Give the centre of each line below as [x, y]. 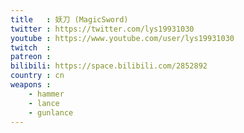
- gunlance [51, 112]
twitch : [31, 47]
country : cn [37, 76]
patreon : [31, 57]
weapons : [31, 85]
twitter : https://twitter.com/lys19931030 [102, 29]
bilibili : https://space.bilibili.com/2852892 [109, 66]
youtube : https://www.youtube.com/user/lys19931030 [122, 38]
